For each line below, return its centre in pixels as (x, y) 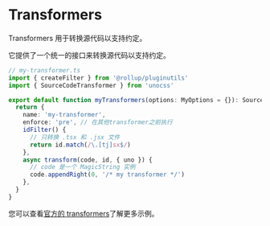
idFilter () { (45, 130)
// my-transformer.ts (45, 70)
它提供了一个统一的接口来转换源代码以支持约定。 (89, 55)
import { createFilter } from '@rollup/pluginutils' (98, 78)
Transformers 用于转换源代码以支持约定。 (78, 38)
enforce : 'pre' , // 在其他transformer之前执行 (98, 122)
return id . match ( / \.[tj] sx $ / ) (80, 145)
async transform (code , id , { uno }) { (88, 160)
